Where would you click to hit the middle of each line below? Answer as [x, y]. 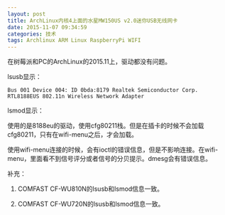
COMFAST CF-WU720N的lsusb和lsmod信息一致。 [91, 204]
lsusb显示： [25, 77]
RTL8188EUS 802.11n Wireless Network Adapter [76, 97]
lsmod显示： [26, 110]
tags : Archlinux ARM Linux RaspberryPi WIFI [74, 41]
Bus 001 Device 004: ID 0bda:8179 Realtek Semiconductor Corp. [103, 90]
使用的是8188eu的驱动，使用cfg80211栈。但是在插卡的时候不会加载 [106, 126]
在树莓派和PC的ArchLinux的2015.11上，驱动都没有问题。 [89, 62]
